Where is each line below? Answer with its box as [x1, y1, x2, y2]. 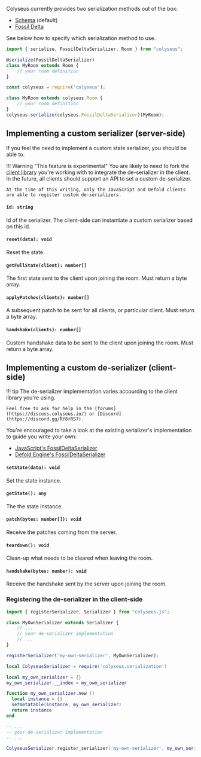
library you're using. [6, 394, 56, 401]
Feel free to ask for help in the [6, 406, 93, 412]
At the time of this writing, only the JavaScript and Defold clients [6, 187, 186, 193]
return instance [11, 707, 52, 713]
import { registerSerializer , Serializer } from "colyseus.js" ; [6, 609, 170, 615]
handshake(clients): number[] [6, 326, 82, 332]
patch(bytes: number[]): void [6, 517, 82, 523]
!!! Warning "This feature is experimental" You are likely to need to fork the [6, 162, 190, 169]
